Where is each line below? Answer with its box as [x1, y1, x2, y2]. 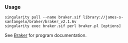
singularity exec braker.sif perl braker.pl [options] [4, 23, 121, 28]
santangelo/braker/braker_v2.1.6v [4, 19, 77, 24]
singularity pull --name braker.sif [4, 15, 81, 20]
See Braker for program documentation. [4, 32, 87, 38]
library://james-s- [82, 15, 123, 20]
